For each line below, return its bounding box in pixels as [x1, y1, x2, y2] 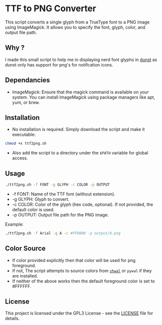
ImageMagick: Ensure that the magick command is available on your [12, 89, 149, 95]
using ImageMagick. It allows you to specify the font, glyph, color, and [5, 24, 146, 30]
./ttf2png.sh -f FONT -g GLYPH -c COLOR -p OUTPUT [5, 182, 110, 187]
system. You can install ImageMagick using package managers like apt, [12, 94, 156, 100]
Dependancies [5, 76, 50, 85]
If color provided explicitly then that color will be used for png [12, 257, 136, 263]
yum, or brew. [12, 99, 40, 105]
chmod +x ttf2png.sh [5, 141, 47, 146]
